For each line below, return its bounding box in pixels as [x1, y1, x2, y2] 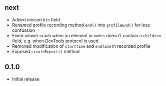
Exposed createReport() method [11, 48, 80, 54]
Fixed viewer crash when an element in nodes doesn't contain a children [11, 32, 161, 38]
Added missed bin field [11, 16, 60, 22]
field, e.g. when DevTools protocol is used [11, 38, 98, 44]
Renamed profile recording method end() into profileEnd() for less [11, 22, 150, 28]
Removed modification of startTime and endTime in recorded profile [11, 43, 150, 49]
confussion [11, 27, 35, 33]
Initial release [11, 76, 39, 82]
